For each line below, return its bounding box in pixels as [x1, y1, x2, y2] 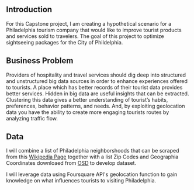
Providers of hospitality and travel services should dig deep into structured [6, 71, 186, 78]
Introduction [6, 5, 53, 15]
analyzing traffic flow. [6, 115, 58, 122]
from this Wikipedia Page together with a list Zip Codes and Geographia [6, 153, 179, 160]
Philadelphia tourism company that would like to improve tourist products [6, 26, 182, 33]
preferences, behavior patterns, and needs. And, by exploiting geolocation [6, 102, 185, 109]
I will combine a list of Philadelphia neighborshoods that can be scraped [6, 147, 179, 154]
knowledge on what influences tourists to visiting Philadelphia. [6, 177, 157, 184]
